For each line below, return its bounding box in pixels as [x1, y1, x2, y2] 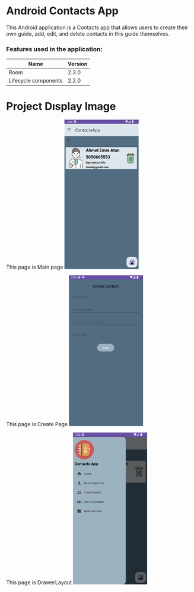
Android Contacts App [6, 4, 119, 18]
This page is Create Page [6, 421, 68, 428]
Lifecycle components [8, 77, 63, 84]
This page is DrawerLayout [6, 578, 72, 586]
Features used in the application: [6, 45, 103, 53]
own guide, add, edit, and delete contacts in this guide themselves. [6, 30, 170, 37]
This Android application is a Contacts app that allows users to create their [6, 24, 189, 31]
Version [68, 60, 88, 67]
